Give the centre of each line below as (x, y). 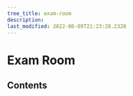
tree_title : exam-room (39, 13)
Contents (27, 85)
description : (26, 20)
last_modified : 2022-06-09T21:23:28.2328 (67, 26)
